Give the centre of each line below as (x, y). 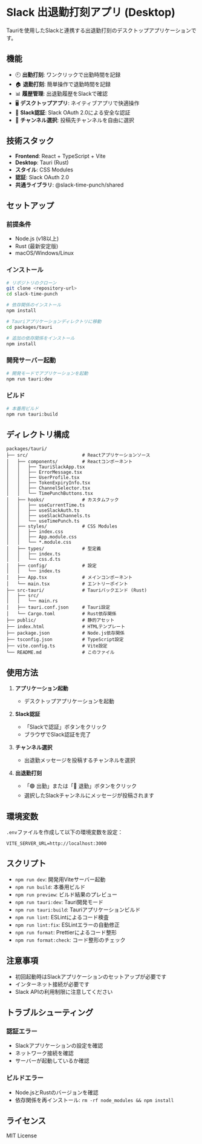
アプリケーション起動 (41, 689)
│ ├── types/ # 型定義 (54, 549)
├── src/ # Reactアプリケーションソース (78, 455)
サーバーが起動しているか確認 (52, 1061)
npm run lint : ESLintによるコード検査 (62, 917)
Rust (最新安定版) (37, 246)
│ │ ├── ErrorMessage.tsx (44, 472)
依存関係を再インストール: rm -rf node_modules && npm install (94, 1100)
